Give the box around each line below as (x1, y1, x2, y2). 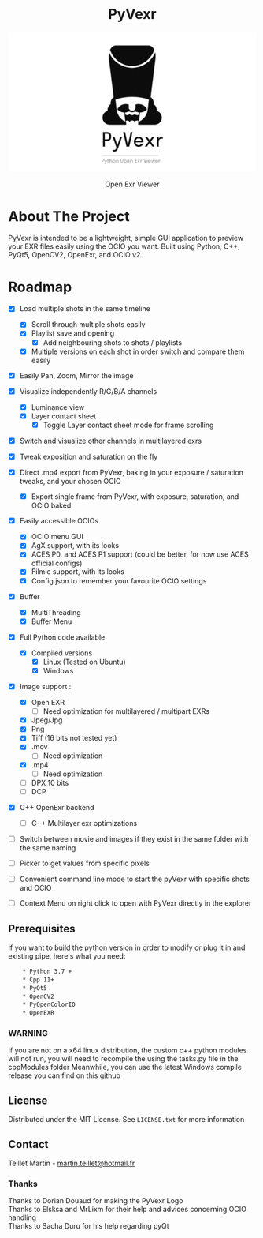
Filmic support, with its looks (31, 567, 124, 576)
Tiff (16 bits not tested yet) (31, 733, 117, 743)
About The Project (8, 207, 130, 225)
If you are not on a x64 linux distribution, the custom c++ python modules (8, 1045, 247, 1055)
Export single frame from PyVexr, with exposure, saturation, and (31, 492, 239, 501)
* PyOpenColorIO (22, 1000, 76, 1009)
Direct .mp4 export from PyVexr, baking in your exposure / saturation (19, 467, 244, 478)
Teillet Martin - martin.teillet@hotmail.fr (8, 1158, 135, 1169)
